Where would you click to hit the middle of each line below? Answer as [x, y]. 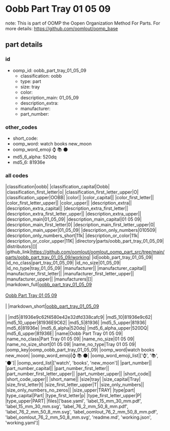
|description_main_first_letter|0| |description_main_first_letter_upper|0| [80, 225]
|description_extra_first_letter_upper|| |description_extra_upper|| [73, 214]
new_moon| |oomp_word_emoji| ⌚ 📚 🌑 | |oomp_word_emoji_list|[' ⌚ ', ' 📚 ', [82, 356]
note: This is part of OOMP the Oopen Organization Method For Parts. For [83, 23]
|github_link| [18, 252]
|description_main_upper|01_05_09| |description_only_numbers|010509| [81, 230]
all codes [17, 176]
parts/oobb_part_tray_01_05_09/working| [48, 257]
